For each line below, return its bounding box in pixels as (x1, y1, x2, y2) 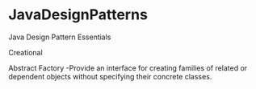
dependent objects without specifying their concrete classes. (8, 71, 212, 81)
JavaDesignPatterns (8, 6, 148, 24)
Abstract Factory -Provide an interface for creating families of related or (8, 63, 248, 73)
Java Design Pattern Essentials (8, 32, 111, 42)
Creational (8, 47, 43, 57)
